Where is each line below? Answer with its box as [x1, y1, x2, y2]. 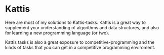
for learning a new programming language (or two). [5, 30, 110, 36]
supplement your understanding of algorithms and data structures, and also [5, 24, 159, 30]
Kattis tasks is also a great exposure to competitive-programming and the [5, 39, 155, 45]
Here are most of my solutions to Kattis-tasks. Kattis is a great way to [5, 19, 146, 25]
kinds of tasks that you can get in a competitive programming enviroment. [5, 44, 156, 50]
